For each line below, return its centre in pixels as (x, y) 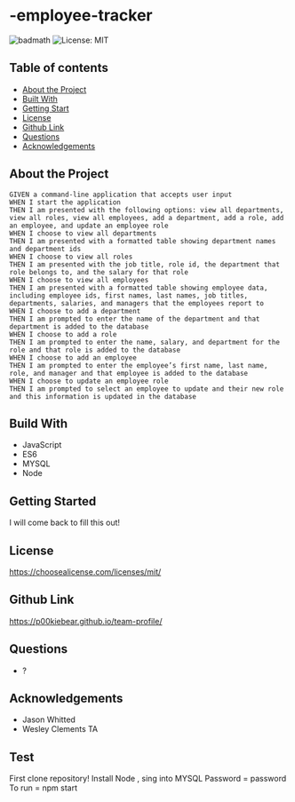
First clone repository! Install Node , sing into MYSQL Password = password (148, 779)
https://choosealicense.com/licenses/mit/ (85, 572)
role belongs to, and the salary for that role (99, 272)
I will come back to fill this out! (65, 523)
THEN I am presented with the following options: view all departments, (147, 210)
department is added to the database (79, 326)
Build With (39, 423)
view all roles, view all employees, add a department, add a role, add (147, 218)
